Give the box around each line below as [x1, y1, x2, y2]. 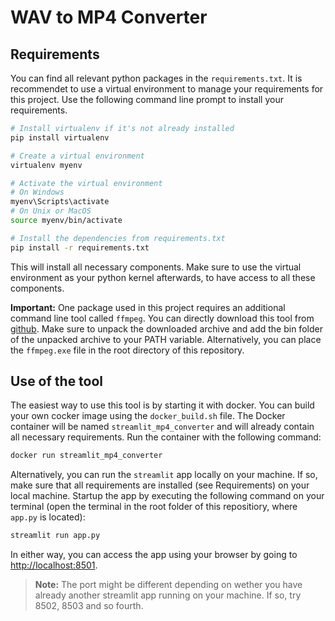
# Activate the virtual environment [10, 178, 163, 188]
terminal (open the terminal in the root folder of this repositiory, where [10, 501, 298, 513]
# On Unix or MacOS [10, 206, 92, 216]
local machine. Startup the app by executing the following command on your [10, 490, 325, 502]
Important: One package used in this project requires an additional [10, 301, 286, 313]
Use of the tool [10, 373, 104, 390]
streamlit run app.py [10, 531, 101, 541]
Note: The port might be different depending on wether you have [34, 579, 303, 591]
